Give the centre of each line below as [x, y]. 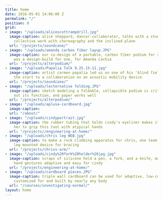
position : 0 [17, 23]
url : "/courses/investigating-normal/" [50, 185]
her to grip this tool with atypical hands [58, 127]
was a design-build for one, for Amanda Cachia [63, 59]
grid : [10, 28]
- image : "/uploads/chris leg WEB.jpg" [45, 136]
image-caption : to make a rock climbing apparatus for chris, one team [83, 141]
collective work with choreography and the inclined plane [75, 41]
